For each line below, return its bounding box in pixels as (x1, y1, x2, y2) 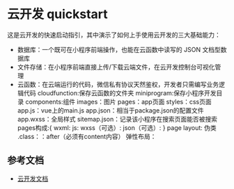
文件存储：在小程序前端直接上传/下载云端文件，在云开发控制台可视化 (17, 63, 215, 71)
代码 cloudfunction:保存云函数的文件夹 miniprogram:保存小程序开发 (23, 88, 217, 97)
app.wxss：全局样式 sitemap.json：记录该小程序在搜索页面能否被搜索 (17, 115, 218, 123)
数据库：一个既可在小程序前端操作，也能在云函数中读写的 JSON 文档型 (17, 45, 221, 54)
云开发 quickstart (7, 6, 108, 22)
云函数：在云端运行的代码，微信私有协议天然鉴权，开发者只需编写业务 (17, 80, 219, 88)
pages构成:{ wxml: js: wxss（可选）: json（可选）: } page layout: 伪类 (17, 123, 217, 132)
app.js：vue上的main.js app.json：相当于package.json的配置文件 (17, 106, 204, 115)
